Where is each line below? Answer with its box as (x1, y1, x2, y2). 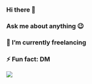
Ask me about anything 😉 (6, 21, 84, 30)
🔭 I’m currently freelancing (6, 38, 87, 46)
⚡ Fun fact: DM (6, 55, 50, 63)
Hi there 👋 (6, 5, 36, 14)
